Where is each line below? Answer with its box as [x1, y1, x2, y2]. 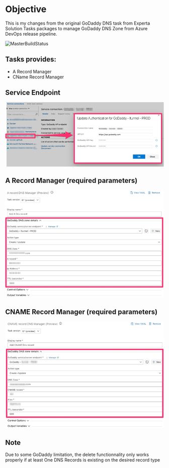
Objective [5, 4, 47, 15]
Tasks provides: [5, 55, 56, 64]
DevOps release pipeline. [5, 31, 57, 37]
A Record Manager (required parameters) [5, 176, 138, 184]
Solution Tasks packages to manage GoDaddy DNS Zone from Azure [5, 25, 148, 31]
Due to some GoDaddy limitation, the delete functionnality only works [5, 451, 149, 458]
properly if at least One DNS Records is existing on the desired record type [5, 457, 160, 463]
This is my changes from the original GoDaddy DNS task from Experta [5, 20, 150, 26]
